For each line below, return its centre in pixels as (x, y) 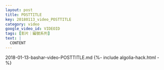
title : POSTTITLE (24, 15)
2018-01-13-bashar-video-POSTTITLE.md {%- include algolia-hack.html (81, 57)
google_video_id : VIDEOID (32, 29)
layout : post (19, 10)
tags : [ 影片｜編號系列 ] (28, 33)
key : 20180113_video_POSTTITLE (38, 19)
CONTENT (18, 43)
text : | (13, 39)
